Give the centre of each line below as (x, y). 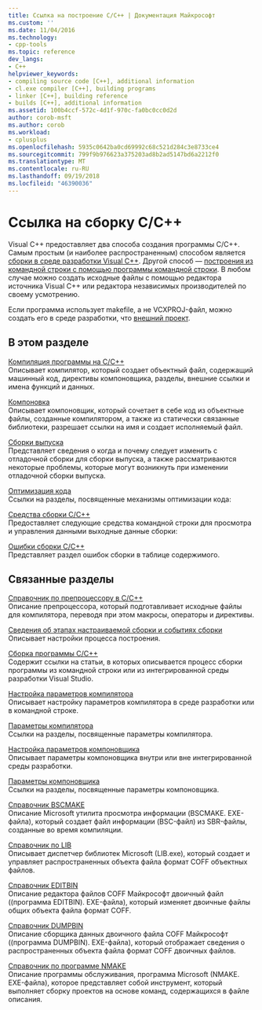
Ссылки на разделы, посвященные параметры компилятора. (111, 734)
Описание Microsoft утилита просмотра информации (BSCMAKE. (117, 814)
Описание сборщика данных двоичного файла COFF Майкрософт (118, 934)
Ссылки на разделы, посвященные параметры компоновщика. (114, 790)
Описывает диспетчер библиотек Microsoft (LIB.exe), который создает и (129, 854)
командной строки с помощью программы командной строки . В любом (129, 269)
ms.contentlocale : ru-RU (49, 169)
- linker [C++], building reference (68, 96)
